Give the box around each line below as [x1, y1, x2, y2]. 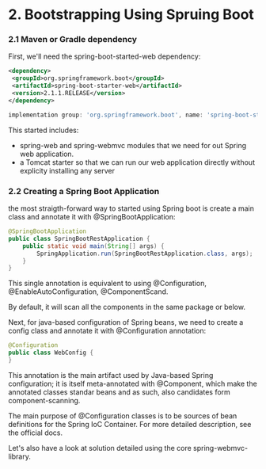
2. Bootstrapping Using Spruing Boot [8, 6, 255, 24]
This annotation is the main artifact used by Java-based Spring [8, 370, 214, 379]
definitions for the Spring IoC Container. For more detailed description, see [8, 419, 252, 429]
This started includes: [8, 125, 79, 135]
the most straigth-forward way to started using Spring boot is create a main [8, 204, 255, 213]
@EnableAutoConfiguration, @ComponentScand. [8, 287, 169, 296]
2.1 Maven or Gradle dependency [8, 34, 137, 45]
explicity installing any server [19, 166, 116, 175]
